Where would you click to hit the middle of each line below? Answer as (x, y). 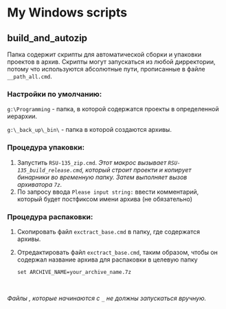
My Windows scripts (67, 13)
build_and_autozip (47, 38)
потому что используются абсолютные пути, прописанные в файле (106, 69)
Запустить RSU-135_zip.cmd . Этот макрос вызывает (92, 162)
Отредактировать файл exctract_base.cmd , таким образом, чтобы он (117, 252)
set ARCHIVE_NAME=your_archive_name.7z (74, 272)
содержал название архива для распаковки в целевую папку (107, 260)
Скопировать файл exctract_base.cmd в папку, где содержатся (109, 231)
